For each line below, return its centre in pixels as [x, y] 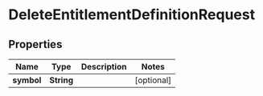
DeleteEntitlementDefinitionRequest [132, 15]
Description [104, 67]
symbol [27, 80]
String [62, 80]
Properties [35, 44]
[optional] [153, 80]
